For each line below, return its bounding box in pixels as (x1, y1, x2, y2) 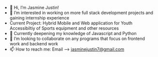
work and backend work (9, 41, 58, 46)
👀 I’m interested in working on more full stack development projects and (9, 10, 154, 16)
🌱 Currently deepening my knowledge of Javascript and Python (9, 31, 137, 36)
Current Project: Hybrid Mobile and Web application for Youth (9, 20, 133, 26)
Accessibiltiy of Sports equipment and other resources (9, 25, 119, 31)
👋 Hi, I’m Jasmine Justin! (9, 5, 59, 10)
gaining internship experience (9, 15, 69, 20)
